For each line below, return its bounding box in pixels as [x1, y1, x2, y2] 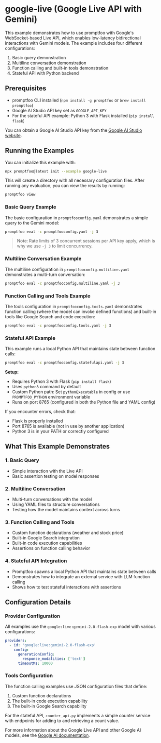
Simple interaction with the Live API [12, 468, 83, 474]
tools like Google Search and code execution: [5, 313, 95, 319]
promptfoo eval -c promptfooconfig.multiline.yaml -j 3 [5, 281, 120, 286]
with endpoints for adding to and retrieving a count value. [5, 718, 119, 724]
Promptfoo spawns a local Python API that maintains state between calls [12, 569, 156, 574]
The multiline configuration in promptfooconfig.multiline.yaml [5, 266, 130, 272]
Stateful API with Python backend [12, 70, 79, 76]
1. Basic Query [5, 457, 40, 464]
